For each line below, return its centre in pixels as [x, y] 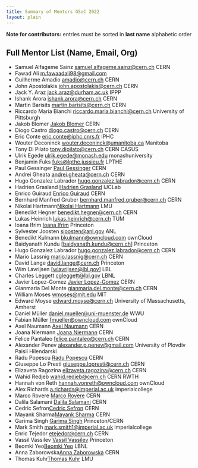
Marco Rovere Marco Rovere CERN [58, 395]
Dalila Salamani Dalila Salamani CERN [61, 402]
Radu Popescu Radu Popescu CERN [59, 358]
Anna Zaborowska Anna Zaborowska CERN [67, 453]
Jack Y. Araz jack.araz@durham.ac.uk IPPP [68, 92]
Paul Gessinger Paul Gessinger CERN [60, 168]
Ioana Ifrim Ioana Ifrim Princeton [54, 225]
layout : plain [24, 17]
